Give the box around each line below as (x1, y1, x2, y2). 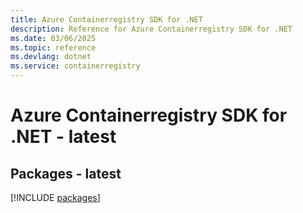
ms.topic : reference (10, 42, 97, 53)
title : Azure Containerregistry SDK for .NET (10, 14, 203, 25)
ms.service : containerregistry (10, 61, 141, 71)
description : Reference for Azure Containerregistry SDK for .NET (10, 24, 293, 34)
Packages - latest (10, 165, 122, 182)
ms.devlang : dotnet (10, 52, 92, 62)
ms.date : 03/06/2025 (10, 33, 97, 43)
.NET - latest (10, 126, 117, 148)
